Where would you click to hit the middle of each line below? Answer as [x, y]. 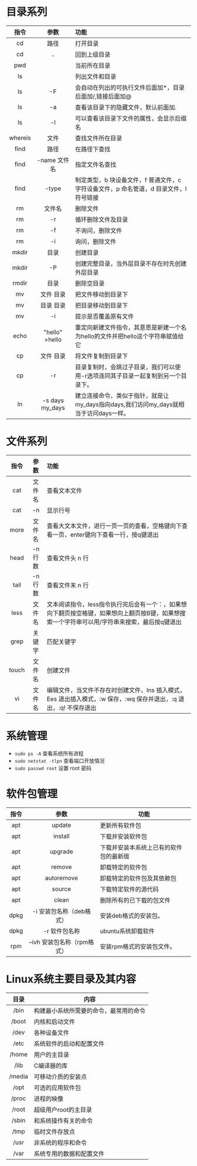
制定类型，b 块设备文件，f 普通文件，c [128, 180]
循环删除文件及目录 [102, 219]
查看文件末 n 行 [68, 585]
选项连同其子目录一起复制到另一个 [134, 376]
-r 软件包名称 [62, 931]
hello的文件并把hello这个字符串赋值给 [133, 336]
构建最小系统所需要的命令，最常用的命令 [89, 1010]
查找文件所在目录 [99, 138]
